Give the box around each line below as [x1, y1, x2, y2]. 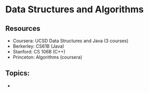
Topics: [5, 69, 30, 78]
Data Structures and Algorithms [5, 4, 144, 15]
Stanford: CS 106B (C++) [12, 49, 66, 54]
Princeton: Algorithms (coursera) [12, 54, 83, 60]
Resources [5, 24, 41, 33]
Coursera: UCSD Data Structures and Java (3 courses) [12, 38, 128, 44]
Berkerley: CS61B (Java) [12, 43, 64, 49]
